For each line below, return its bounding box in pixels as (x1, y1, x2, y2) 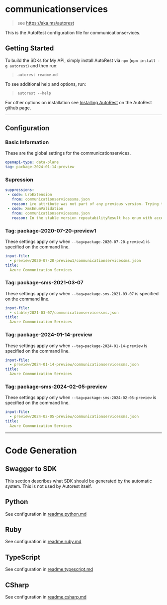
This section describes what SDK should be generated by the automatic (5, 478, 153, 484)
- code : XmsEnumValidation (7, 206, 64, 211)
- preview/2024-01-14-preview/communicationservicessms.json (9, 362, 139, 367)
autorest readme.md (17, 72, 58, 77)
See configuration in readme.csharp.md (5, 594, 87, 600)
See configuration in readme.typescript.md (5, 566, 93, 572)
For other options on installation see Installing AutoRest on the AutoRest (5, 99, 152, 105)
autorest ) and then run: (9, 62, 58, 68)
